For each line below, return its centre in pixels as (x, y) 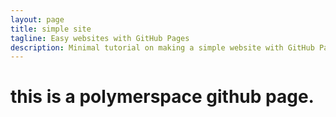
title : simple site (51, 29)
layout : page (37, 19)
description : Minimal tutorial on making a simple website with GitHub (162, 47)
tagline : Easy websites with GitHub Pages (100, 38)
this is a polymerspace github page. (162, 97)
